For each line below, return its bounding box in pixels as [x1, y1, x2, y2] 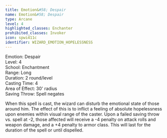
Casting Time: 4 [5, 80, 39, 86]
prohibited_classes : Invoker [5, 30, 66, 35]
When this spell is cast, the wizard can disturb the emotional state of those [5, 100, 159, 106]
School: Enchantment [5, 64, 50, 70]
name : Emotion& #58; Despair [5, 12, 64, 17]
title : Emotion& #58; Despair [5, 7, 66, 12]
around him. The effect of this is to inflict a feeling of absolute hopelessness [5, 105, 162, 111]
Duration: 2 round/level [5, 74, 53, 80]
